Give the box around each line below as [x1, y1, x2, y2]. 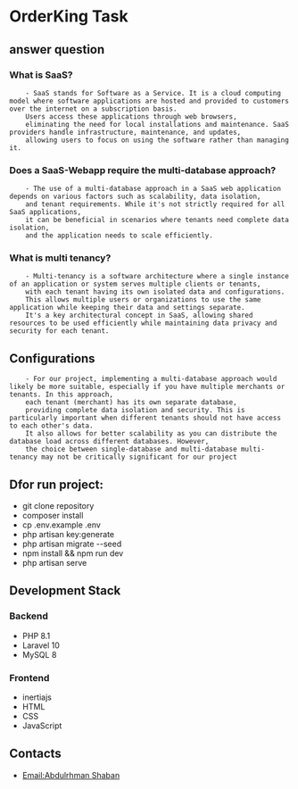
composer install [21, 511, 84, 521]
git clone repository [21, 501, 95, 511]
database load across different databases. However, [9, 437, 210, 446]
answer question [9, 42, 105, 57]
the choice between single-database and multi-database [25, 444, 238, 454]
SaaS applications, [9, 208, 82, 217]
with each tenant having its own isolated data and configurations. [25, 287, 286, 296]
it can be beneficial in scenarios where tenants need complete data [25, 216, 290, 225]
